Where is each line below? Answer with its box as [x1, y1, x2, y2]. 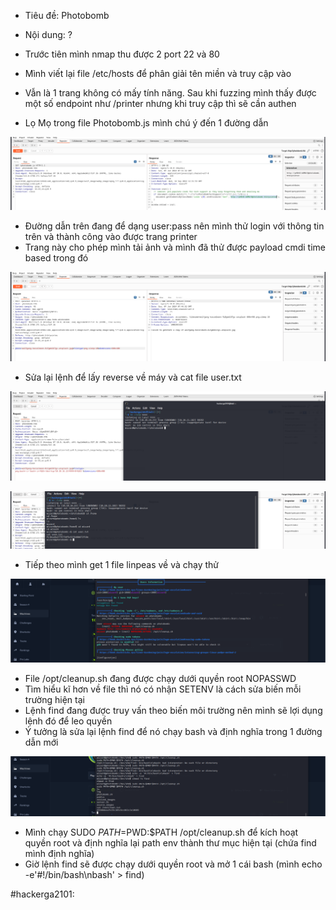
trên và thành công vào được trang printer [24, 231, 198, 243]
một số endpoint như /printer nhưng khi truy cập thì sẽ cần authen [24, 98, 297, 109]
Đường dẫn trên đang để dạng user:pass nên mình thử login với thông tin [24, 220, 325, 232]
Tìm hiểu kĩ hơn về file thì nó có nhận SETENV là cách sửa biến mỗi [24, 683, 302, 695]
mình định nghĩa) [24, 848, 95, 860]
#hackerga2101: [10, 888, 75, 900]
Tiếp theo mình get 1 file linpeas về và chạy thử [24, 558, 220, 570]
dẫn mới [24, 736, 59, 749]
